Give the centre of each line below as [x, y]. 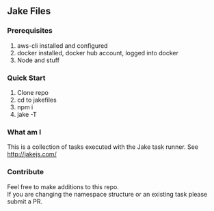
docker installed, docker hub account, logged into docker [98, 53]
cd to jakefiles [37, 100]
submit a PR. [25, 201]
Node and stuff [38, 60]
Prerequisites [30, 31]
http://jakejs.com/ [32, 154]
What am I [24, 132]
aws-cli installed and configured [62, 45]
